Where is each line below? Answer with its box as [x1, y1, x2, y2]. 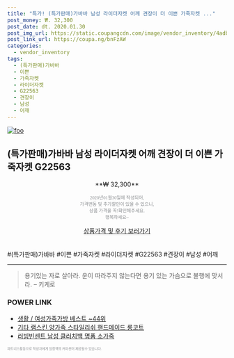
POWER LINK [7, 298, 52, 307]
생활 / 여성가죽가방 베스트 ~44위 [17, 314, 107, 323]
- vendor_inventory [13, 49, 70, 56]
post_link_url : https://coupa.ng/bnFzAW [7, 36, 127, 43]
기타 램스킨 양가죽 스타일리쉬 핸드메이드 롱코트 [17, 323, 144, 331]
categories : [7, 42, 42, 49]
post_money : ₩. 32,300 [7, 17, 73, 24]
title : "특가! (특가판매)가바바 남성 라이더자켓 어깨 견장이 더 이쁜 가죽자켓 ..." [7, 10, 216, 17]
